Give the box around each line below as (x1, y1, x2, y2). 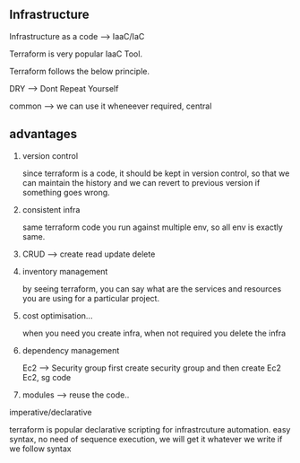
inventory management (21, 266, 108, 276)
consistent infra (21, 204, 81, 214)
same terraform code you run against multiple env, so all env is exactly (21, 222, 284, 232)
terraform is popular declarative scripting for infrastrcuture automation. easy (9, 424, 291, 434)
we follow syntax (9, 443, 72, 454)
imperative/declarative (9, 406, 92, 417)
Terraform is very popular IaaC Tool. (9, 48, 143, 59)
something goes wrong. (21, 187, 110, 197)
